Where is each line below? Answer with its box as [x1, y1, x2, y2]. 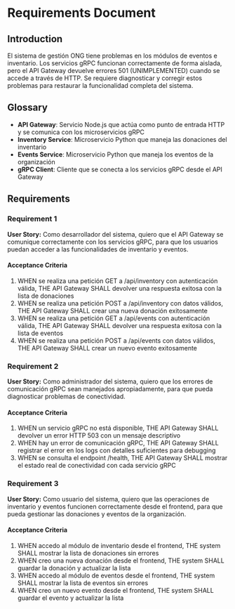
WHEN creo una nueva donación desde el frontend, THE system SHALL [17, 556, 224, 565]
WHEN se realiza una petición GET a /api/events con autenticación [17, 314, 210, 322]
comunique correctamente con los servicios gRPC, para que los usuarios [7, 237, 219, 246]
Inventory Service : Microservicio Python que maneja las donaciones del [17, 135, 227, 143]
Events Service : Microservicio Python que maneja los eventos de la [17, 150, 214, 159]
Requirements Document [7, 5, 156, 21]
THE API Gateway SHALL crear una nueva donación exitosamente [17, 306, 208, 315]
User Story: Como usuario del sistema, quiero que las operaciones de [7, 495, 210, 503]
